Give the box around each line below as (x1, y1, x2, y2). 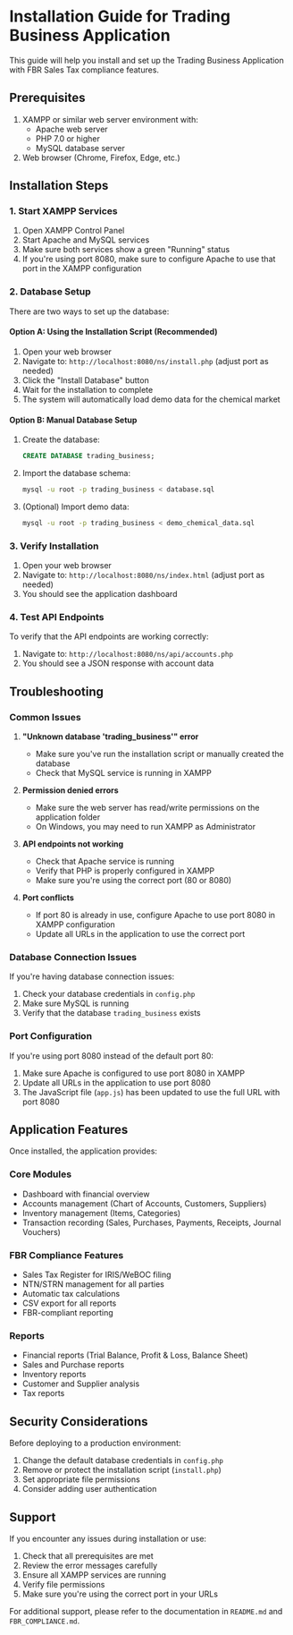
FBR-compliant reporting (21, 1307, 113, 1318)
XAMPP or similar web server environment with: (21, 114, 198, 124)
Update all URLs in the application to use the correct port (35, 929, 246, 940)
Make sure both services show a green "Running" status (21, 244, 230, 255)
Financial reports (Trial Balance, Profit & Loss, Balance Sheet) (21, 1350, 248, 1361)
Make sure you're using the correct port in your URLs (21, 1588, 219, 1599)
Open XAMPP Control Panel (21, 226, 125, 236)
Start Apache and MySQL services (21, 234, 150, 245)
